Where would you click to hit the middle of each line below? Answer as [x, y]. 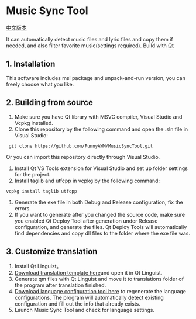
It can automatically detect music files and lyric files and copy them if [90, 39]
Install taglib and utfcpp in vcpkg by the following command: [87, 181]
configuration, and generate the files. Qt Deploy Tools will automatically [101, 227]
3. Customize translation [52, 252]
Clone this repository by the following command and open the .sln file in [101, 129]
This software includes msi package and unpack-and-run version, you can [96, 78]
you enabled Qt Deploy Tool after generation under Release [86, 221]
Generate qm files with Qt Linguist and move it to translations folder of [99, 279]
